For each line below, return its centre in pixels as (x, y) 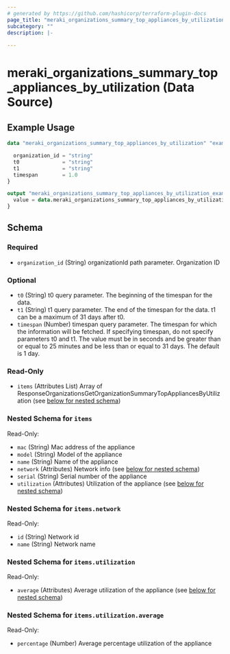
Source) (30, 102)
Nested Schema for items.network (64, 508)
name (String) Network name (56, 544)
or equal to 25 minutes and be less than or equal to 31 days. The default (118, 346)
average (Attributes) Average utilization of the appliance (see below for (116, 590)
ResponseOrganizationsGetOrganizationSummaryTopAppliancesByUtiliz (118, 394)
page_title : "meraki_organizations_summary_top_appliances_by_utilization (116, 20)
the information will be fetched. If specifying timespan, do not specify (115, 331)
